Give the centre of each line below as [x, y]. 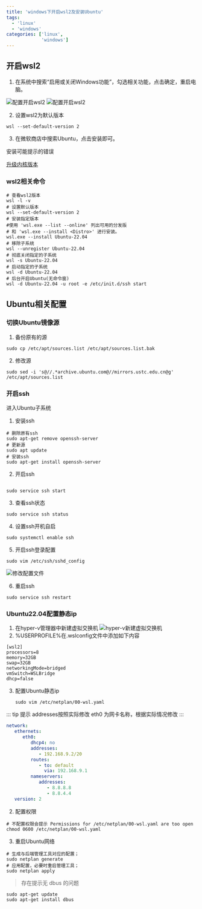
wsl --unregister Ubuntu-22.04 [46, 249]
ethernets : [28, 732]
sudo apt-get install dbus [40, 899]
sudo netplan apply [31, 871]
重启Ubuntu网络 [35, 841]
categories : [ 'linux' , [35, 34]
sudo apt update [27, 451]
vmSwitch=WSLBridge [31, 674]
